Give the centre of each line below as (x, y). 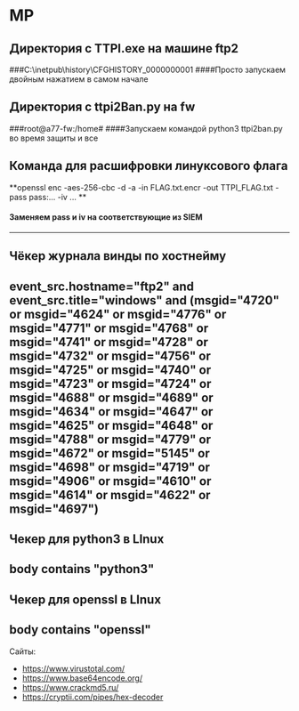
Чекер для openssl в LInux (85, 599)
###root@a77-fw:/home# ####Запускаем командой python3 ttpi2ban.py (146, 128)
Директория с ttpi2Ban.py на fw (102, 107)
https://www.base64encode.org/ (82, 678)
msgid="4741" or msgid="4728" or (109, 342)
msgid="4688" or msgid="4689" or (111, 397)
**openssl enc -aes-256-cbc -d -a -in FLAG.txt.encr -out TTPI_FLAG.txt (141, 187)
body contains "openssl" (80, 630)
